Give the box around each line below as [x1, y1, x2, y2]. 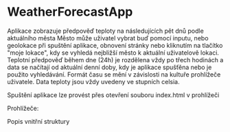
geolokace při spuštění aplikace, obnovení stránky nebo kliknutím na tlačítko [7, 41, 223, 49]
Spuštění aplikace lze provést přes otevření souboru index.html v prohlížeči [7, 90, 220, 99]
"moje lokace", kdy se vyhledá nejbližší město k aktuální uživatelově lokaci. [7, 49, 220, 57]
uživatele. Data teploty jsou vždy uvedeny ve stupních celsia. [7, 77, 180, 85]
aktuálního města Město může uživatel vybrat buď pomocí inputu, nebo [7, 34, 209, 42]
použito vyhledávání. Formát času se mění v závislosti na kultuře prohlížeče [7, 70, 221, 79]
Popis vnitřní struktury [7, 117, 70, 125]
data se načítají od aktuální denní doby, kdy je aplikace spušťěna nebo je [7, 63, 212, 71]
